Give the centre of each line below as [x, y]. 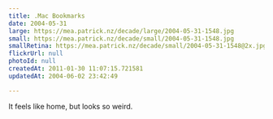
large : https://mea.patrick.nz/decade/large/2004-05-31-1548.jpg [121, 31]
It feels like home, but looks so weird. [71, 106]
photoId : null [32, 62]
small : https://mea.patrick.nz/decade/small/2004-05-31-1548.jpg [121, 38]
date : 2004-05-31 [38, 23]
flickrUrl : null [36, 53]
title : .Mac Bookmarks [47, 16]
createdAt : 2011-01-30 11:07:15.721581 [76, 69]
